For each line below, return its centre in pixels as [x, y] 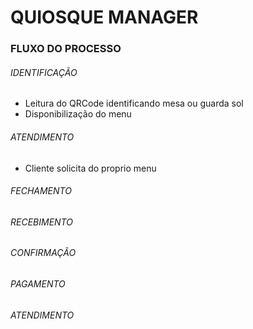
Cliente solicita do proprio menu [90, 168]
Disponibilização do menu [78, 114]
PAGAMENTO [38, 283]
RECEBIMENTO [41, 222]
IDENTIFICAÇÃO [44, 72]
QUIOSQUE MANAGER [104, 17]
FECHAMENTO [41, 191]
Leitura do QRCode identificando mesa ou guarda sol [134, 103]
